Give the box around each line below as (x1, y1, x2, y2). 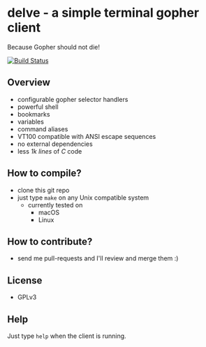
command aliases (17, 124, 68, 133)
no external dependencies (17, 140, 93, 148)
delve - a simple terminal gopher (7, 5, 200, 21)
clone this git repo (17, 186, 70, 194)
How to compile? (7, 168, 82, 179)
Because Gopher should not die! (7, 43, 100, 51)
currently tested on (27, 200, 83, 209)
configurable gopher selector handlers (17, 95, 128, 103)
